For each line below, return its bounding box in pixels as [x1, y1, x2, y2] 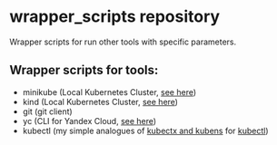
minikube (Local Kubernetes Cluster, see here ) [22, 86, 197, 97]
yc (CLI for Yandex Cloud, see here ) [22, 115, 157, 126]
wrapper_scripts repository [9, 6, 221, 27]
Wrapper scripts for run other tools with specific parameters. [9, 36, 237, 47]
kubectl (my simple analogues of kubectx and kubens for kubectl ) [22, 125, 270, 136]
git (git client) [22, 106, 73, 117]
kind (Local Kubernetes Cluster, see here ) [22, 96, 179, 107]
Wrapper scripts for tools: [9, 63, 159, 78]
